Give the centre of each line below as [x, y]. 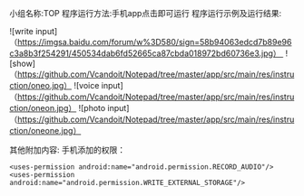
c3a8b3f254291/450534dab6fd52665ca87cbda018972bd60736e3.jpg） [145, 53]
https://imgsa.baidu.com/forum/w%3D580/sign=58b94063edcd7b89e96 [155, 42]
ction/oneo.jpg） [41, 85]
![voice [87, 85]
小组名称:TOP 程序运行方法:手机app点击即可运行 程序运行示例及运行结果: [146, 13]
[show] [23, 63]
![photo [92, 108]
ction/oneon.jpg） [43, 108]
